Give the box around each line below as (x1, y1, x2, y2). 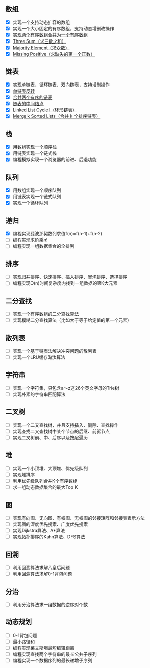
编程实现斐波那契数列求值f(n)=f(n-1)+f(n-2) (12, 231, 102, 237)
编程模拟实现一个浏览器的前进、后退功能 (12, 156, 97, 163)
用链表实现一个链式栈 (12, 150, 57, 156)
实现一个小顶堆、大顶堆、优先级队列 (12, 465, 88, 471)
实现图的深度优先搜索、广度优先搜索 (12, 521, 88, 527)
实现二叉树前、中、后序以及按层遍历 (12, 435, 88, 441)
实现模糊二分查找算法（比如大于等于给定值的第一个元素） (12, 317, 132, 323)
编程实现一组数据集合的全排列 (12, 243, 74, 249)
